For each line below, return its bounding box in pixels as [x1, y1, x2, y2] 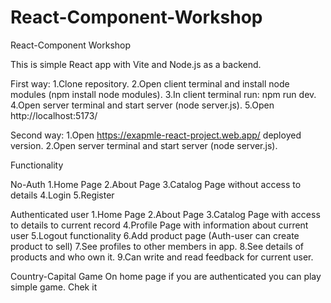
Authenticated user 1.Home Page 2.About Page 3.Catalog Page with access [10, 208, 321, 220]
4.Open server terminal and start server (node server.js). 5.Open [10, 99, 275, 111]
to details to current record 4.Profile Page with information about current [10, 219, 309, 231]
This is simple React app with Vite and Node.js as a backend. [10, 58, 262, 70]
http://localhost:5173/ [10, 109, 98, 121]
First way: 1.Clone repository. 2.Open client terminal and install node [10, 77, 290, 90]
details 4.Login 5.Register [10, 189, 115, 201]
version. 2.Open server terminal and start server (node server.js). [10, 139, 278, 151]
